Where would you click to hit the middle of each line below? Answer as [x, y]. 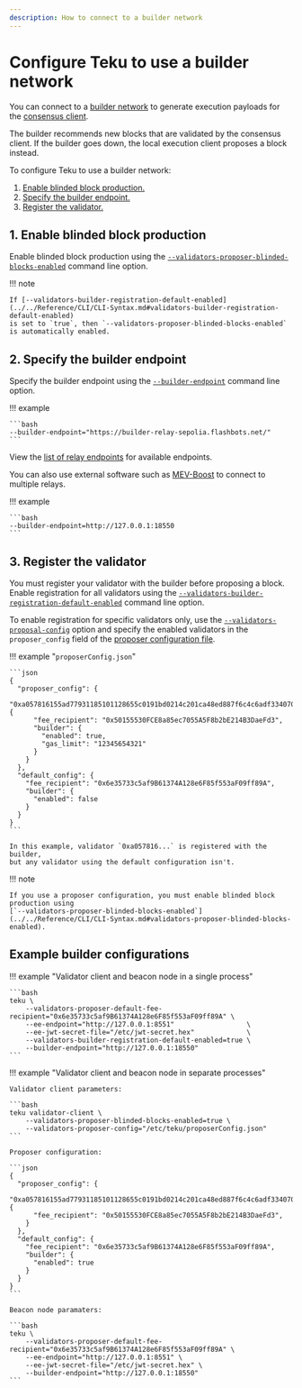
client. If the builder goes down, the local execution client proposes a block [148, 143]
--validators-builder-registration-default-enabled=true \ [138, 1040]
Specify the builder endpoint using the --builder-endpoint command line [145, 381]
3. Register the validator [78, 561]
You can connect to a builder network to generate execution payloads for [145, 106]
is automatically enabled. [60, 332]
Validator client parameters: [66, 1089]
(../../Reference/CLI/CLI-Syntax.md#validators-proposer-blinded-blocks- [151, 919]
